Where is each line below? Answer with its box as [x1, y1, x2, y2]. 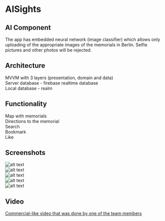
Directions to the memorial [5, 118, 60, 124]
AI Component [5, 23, 51, 32]
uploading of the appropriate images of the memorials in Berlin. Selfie [5, 42, 148, 48]
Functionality [5, 100, 47, 108]
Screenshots [5, 148, 46, 157]
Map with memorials [5, 113, 47, 119]
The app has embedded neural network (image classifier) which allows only [5, 36, 161, 42]
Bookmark [5, 128, 26, 135]
